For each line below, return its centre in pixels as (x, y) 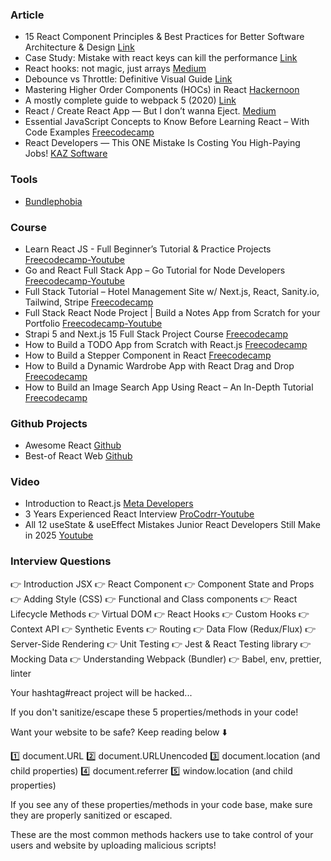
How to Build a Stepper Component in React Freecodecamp (148, 355)
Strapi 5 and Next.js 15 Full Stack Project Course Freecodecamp (156, 334)
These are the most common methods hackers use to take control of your (162, 834)
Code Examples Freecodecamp (89, 132)
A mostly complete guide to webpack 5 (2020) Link (130, 100)
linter (21, 673)
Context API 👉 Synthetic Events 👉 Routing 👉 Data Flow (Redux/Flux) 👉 (163, 629)
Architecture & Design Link (79, 47)
